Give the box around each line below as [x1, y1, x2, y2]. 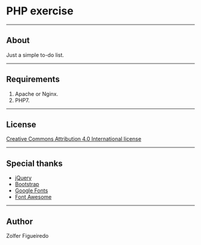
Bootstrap [14, 181, 39, 188]
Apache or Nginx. [14, 90, 59, 97]
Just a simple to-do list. [6, 51, 65, 58]
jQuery [14, 174, 32, 182]
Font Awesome [14, 193, 52, 201]
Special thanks [6, 158, 63, 168]
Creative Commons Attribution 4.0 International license [6, 135, 142, 143]
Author [6, 216, 33, 226]
